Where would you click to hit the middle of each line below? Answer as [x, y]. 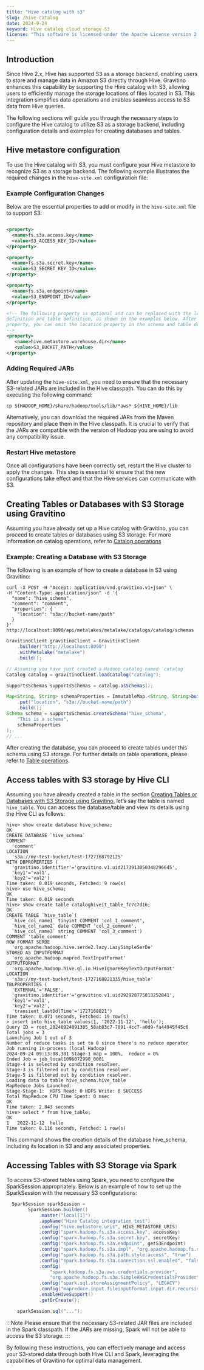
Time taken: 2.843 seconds [40, 1107]
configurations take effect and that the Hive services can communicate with [101, 479]
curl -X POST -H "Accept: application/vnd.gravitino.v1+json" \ [89, 588]
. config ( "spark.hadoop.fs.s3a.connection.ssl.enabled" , [111, 1260]
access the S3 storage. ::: [38, 1335]
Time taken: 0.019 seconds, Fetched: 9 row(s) [66, 884]
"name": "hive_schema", [42, 599]
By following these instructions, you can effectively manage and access [96, 1347]
